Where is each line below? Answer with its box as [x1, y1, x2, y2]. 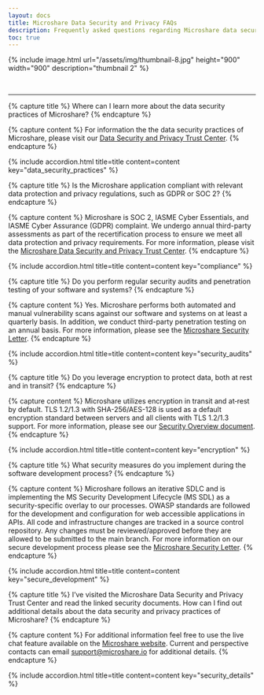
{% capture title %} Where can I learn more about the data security [8, 102, 225, 111]
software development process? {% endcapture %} [8, 469, 175, 478]
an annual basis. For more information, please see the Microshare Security [8, 325, 250, 335]
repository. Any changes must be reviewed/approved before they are [8, 526, 232, 536]
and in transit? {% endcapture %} [8, 381, 116, 391]
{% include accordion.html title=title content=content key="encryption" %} [8, 445, 251, 455]
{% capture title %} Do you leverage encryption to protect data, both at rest [8, 373, 253, 382]
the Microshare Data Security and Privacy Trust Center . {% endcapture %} [8, 246, 250, 256]
